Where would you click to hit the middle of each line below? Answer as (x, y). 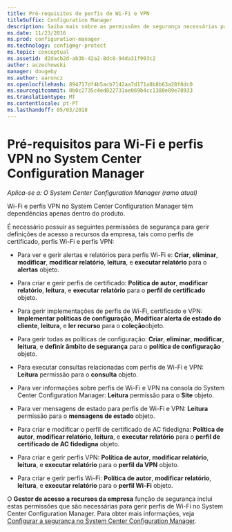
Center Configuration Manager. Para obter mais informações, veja (101, 513)
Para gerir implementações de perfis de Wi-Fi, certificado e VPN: (110, 311)
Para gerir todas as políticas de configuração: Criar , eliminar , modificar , (120, 339)
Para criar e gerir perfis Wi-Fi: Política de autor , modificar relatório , (114, 478)
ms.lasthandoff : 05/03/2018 (48, 110)
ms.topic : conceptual (38, 53)
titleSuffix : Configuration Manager (60, 20)
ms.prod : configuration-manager (54, 39)
